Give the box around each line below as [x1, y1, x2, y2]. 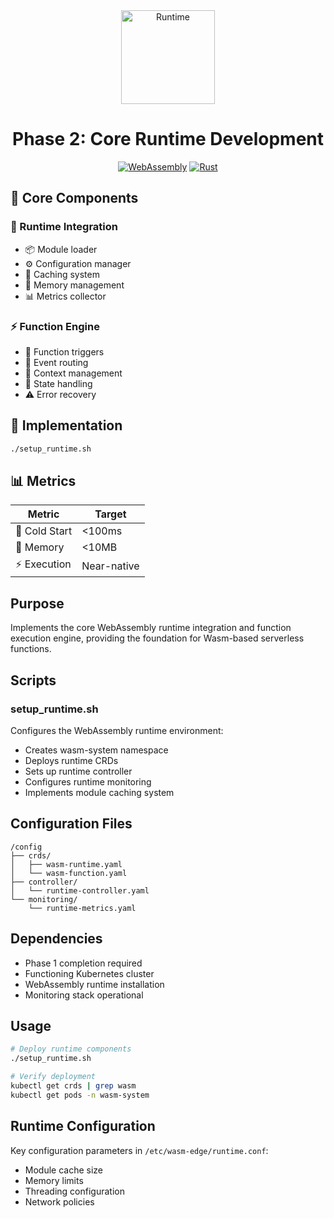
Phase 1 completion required [24, 957, 143, 969]
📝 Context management [24, 367, 123, 379]
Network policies [24, 1195, 95, 1208]
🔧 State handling [24, 377, 93, 389]
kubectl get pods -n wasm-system [10, 1090, 150, 1100]
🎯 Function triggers [24, 345, 105, 358]
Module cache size [24, 1164, 104, 1176]
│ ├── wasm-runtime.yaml [10, 859, 123, 869]
